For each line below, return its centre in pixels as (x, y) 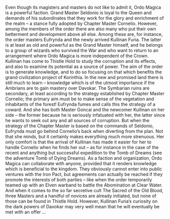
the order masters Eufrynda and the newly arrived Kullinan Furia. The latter (83, 40)
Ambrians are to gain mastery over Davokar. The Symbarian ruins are (77, 88)
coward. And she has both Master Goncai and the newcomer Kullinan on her (85, 109)
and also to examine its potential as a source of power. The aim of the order (84, 66)
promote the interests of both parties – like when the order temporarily (79, 180)
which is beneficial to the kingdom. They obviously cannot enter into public (84, 169)
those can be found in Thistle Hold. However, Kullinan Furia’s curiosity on (81, 201)
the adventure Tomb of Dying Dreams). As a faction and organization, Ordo (84, 158)
